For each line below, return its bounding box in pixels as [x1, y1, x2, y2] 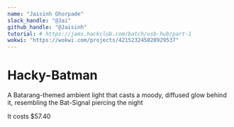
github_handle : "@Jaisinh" [7, 23, 87, 31]
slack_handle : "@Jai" [7, 17, 72, 24]
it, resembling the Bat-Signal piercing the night [7, 99, 143, 107]
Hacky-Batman [7, 67, 98, 84]
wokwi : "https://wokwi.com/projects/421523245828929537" [7, 37, 179, 44]
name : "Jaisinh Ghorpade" [7, 10, 84, 18]
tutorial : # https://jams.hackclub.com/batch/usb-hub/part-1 [7, 30, 192, 38]
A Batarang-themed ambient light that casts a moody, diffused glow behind [7, 91, 227, 99]
